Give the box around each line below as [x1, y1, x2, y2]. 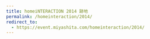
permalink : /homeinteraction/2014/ [6, 14, 93, 19]
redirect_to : [6, 19, 38, 25]
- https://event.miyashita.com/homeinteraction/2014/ [11, 24, 145, 30]
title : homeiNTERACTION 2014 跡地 [6, 8, 89, 14]
